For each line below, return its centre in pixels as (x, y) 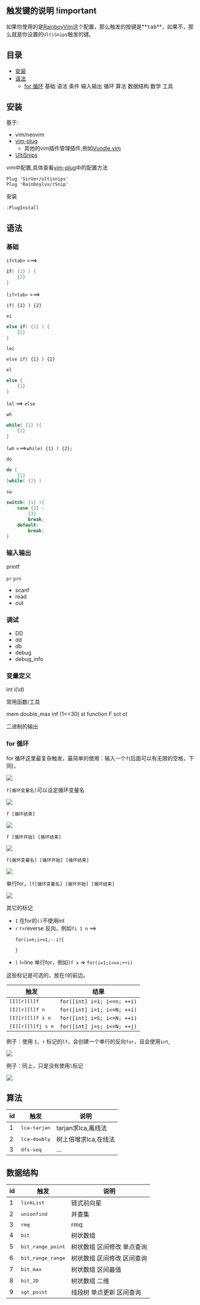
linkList (33, 1202)
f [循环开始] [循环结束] (34, 837)
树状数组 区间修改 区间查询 (109, 1258)
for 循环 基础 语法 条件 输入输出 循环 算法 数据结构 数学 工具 (98, 86)
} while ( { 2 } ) (24, 481)
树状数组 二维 (90, 1281)
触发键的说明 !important (51, 11)
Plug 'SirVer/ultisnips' (37, 179)
